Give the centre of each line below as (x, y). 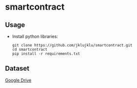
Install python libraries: (35, 36)
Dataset (17, 68)
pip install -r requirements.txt (46, 54)
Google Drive (18, 80)
